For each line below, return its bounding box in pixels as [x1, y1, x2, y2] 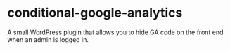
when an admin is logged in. [7, 35, 89, 43]
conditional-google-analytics [7, 5, 183, 21]
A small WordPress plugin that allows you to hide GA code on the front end [7, 28, 224, 36]
